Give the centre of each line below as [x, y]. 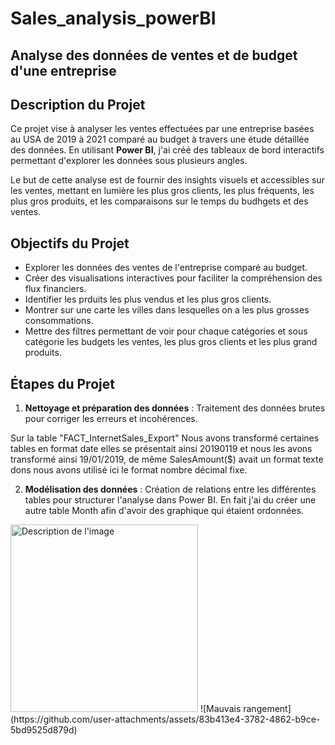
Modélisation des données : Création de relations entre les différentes [170, 489]
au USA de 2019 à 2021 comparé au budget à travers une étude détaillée [160, 139]
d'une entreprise [63, 70]
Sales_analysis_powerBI [113, 18]
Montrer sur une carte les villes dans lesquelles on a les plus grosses [167, 310]
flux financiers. [55, 289]
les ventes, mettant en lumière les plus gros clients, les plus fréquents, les [162, 191]
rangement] [267, 709]
